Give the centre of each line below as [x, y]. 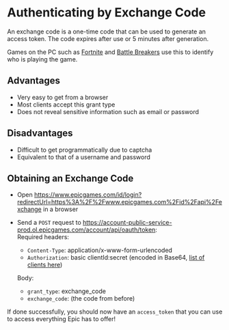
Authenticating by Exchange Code [107, 13]
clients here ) [45, 265]
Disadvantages [40, 134]
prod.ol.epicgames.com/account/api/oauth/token [86, 230]
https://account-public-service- [127, 223]
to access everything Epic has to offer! [62, 319]
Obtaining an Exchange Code [70, 178]
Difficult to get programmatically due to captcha [84, 150]
